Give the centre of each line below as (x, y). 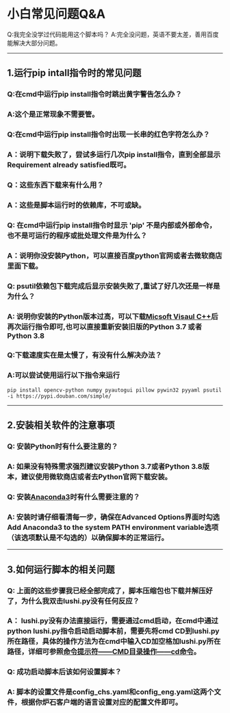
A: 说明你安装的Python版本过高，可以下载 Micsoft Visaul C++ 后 (113, 316)
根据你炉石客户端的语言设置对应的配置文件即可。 (102, 702)
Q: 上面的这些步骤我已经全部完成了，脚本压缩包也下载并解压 (106, 590)
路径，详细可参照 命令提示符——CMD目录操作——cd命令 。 (104, 652)
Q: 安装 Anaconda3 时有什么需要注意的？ (74, 496)
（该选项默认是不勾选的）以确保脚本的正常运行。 (88, 537)
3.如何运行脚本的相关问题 (61, 569)
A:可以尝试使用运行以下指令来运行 (64, 376)
